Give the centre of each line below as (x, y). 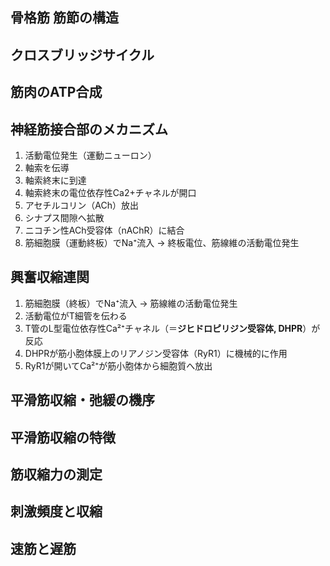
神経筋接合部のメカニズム (89, 129)
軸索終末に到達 (55, 180)
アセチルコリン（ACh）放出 (81, 205)
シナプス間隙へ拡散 (64, 217)
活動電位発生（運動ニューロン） (90, 155)
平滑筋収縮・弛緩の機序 (82, 400)
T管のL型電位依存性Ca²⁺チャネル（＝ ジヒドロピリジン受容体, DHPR (163, 328)
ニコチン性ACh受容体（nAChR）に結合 (104, 230)
